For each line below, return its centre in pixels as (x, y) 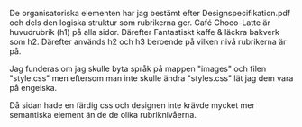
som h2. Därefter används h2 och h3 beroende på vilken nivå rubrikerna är (148, 41)
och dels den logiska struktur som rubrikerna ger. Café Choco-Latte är (140, 23)
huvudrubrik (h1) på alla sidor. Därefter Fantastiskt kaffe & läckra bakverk (144, 32)
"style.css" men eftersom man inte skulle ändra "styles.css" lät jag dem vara (151, 78)
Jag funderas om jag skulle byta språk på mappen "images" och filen (138, 68)
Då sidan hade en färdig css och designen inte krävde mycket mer (132, 105)
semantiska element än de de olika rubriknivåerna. (103, 115)
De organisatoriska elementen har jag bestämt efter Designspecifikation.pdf (150, 13)
